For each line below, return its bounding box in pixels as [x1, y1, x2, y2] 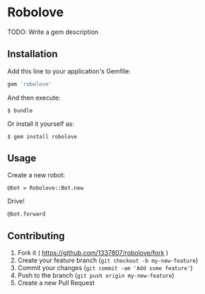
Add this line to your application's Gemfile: [7, 66, 131, 75]
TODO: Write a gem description [7, 28, 99, 36]
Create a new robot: [7, 171, 66, 180]
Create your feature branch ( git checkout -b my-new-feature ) [17, 256, 199, 265]
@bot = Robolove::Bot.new [7, 184, 83, 192]
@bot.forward [7, 211, 46, 218]
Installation [7, 48, 58, 60]
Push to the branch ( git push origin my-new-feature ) [17, 271, 175, 280]
